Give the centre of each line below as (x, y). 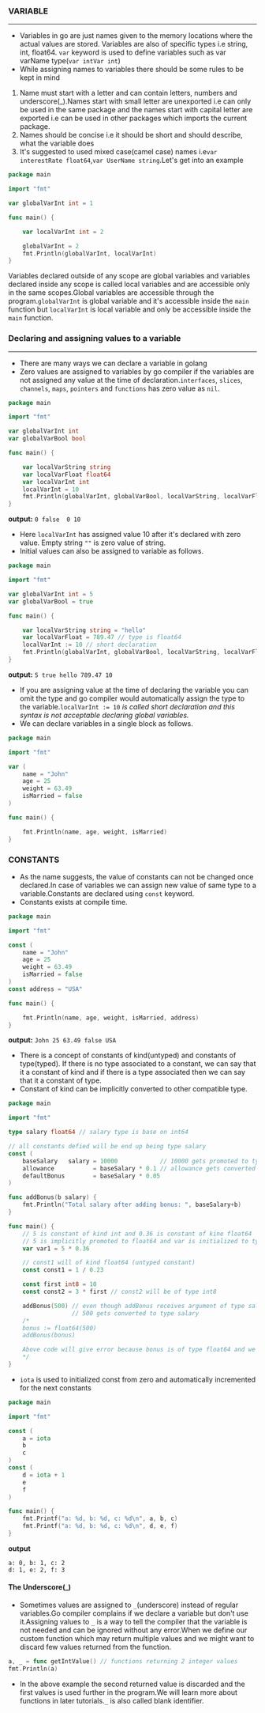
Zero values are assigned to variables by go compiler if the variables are (137, 371)
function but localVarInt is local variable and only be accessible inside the (130, 309)
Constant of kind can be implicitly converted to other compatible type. (133, 1089)
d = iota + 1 (44, 1475)
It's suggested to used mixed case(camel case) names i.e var (118, 152)
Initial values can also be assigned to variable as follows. (111, 551)
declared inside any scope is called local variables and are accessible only (129, 284)
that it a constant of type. (61, 1080)
